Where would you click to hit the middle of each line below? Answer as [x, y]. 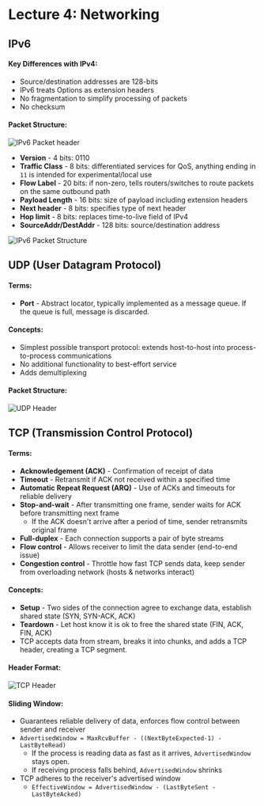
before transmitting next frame [70, 513]
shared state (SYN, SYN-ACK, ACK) [77, 616]
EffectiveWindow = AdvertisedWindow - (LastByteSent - [123, 788]
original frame [54, 530]
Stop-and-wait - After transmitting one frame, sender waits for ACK [130, 504]
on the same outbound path [65, 191]
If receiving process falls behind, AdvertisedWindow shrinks [127, 770]
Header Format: [35, 667]
